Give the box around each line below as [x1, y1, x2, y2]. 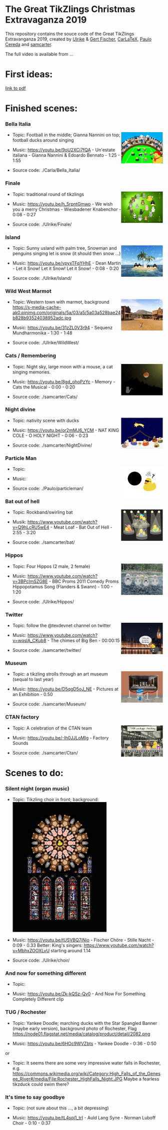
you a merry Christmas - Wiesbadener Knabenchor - [12, 206, 121, 212]
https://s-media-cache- [12, 304, 61, 310]
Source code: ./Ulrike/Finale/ [12, 221, 72, 227]
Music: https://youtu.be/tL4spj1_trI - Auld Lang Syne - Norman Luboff [12, 1115, 156, 1120]
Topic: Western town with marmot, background [12, 299, 109, 305]
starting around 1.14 [50, 948, 91, 954]
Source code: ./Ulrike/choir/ [12, 957, 70, 963]
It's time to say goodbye [5, 1093, 65, 1100]
